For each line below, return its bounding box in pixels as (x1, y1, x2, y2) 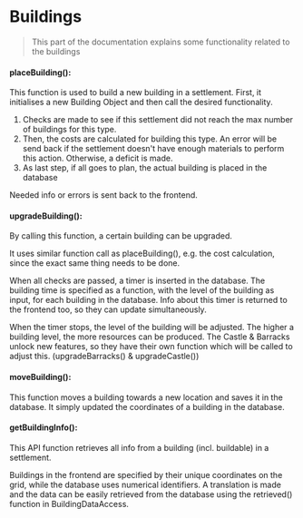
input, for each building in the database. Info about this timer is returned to (9, 295, 288, 306)
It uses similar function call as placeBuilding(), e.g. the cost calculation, (9, 248, 275, 259)
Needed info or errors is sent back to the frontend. (9, 190, 198, 200)
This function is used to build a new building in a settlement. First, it (9, 87, 261, 98)
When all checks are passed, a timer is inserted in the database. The (9, 275, 266, 287)
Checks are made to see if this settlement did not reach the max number (22, 114, 293, 125)
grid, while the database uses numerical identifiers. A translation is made (9, 479, 281, 490)
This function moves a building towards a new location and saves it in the (9, 392, 283, 403)
